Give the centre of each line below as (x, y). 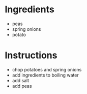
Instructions (31, 55)
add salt (21, 80)
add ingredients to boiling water (46, 75)
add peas (22, 86)
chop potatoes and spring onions (47, 69)
